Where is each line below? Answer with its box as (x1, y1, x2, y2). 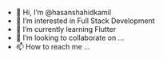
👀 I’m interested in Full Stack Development (15, 16, 156, 26)
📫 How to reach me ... (15, 42, 90, 51)
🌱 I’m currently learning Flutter (15, 25, 117, 33)
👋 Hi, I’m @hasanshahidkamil (15, 8, 112, 17)
